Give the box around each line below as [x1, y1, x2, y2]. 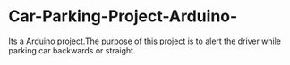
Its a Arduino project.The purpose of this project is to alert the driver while [8, 36, 282, 46]
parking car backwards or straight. [8, 45, 136, 55]
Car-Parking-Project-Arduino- [8, 6, 238, 27]
